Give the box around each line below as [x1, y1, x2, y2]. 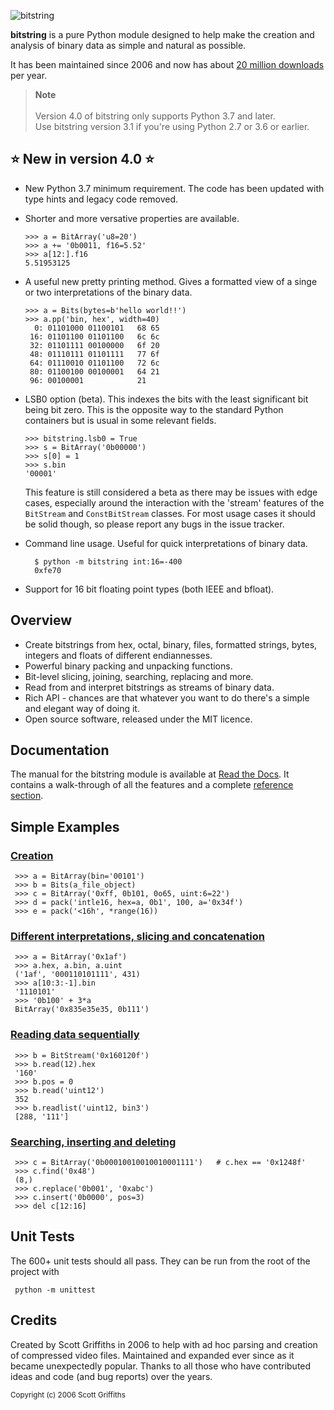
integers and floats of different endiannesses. [24, 649, 213, 661]
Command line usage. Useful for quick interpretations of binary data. [24, 537, 308, 549]
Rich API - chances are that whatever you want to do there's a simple [24, 691, 310, 704]
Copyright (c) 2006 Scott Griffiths [10, 1390, 126, 1400]
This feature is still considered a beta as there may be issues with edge [24, 486, 318, 498]
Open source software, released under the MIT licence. [24, 713, 253, 725]
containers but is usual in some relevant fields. [24, 414, 217, 426]
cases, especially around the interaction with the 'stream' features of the [24, 496, 325, 509]
